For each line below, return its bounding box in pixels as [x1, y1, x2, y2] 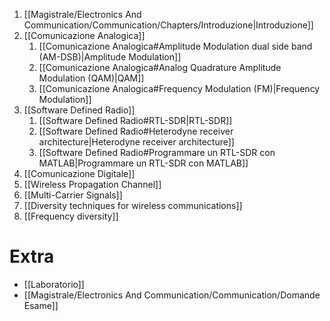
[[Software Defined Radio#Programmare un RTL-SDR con [38, 147, 276, 158]
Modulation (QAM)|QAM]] [38, 72, 145, 84]
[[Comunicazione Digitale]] [23, 168, 136, 179]
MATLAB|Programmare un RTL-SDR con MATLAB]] [38, 157, 249, 169]
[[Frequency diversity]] [23, 210, 119, 222]
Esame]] [23, 299, 59, 311]
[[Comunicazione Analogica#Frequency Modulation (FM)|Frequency [38, 83, 321, 94]
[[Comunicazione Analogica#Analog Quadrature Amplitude [38, 62, 282, 73]
